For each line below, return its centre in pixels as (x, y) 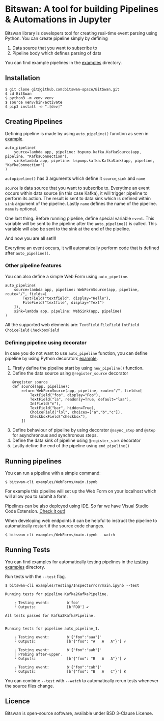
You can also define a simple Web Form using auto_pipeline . (67, 276)
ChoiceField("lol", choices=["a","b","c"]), (76, 412)
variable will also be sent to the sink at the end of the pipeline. (68, 229)
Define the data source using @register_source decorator (70, 373)
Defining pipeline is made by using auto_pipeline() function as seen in (77, 133)
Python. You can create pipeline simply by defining (56, 38)
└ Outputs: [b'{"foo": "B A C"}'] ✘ (70, 671)
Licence (18, 701)
